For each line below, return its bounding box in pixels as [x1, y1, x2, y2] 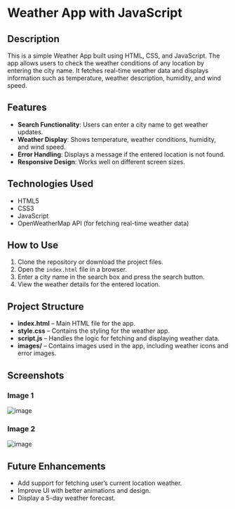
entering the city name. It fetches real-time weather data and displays [7, 67, 209, 74]
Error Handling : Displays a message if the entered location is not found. [17, 150, 226, 159]
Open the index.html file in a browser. [17, 265, 128, 274]
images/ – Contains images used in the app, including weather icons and [17, 342, 229, 350]
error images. [17, 349, 57, 357]
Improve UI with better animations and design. [17, 487, 151, 495]
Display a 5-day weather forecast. [17, 494, 116, 503]
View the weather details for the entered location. [17, 280, 161, 289]
